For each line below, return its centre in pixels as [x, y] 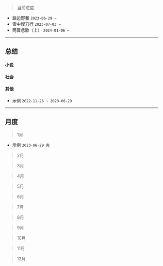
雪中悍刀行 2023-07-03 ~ [36, 24]
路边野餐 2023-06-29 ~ [34, 18]
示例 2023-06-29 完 [31, 145]
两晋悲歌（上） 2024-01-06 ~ [41, 30]
